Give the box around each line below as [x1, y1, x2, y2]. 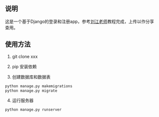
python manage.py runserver [5, 107, 62, 112]
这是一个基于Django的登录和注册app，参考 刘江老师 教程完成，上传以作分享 [5, 19, 154, 24]
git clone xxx [12, 53, 38, 59]
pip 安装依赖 [12, 63, 37, 69]
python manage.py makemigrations [5, 83, 73, 89]
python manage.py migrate [5, 88, 57, 93]
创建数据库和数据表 [12, 74, 51, 79]
